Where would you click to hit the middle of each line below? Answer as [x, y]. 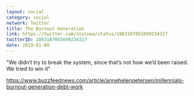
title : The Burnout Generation [45, 28]
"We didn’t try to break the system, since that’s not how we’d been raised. [97, 62]
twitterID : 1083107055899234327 [47, 40]
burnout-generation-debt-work [45, 86]
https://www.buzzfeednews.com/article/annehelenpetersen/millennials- [95, 80]
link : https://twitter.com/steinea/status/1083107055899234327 [87, 34]
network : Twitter [28, 23]
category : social [28, 17]
